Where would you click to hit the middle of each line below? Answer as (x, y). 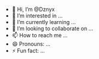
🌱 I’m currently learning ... (44, 22)
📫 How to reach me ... (40, 35)
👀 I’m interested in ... (37, 16)
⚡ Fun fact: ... (28, 51)
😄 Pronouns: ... (31, 44)
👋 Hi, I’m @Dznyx (33, 9)
